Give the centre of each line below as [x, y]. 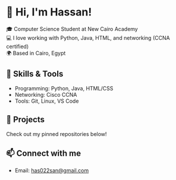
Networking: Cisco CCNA [46, 94]
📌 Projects [26, 120]
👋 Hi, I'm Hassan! [49, 12]
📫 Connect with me [44, 153]
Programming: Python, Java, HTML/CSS [64, 88]
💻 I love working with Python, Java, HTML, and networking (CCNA [88, 37]
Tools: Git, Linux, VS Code [47, 101]
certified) [18, 46]
